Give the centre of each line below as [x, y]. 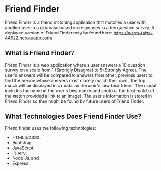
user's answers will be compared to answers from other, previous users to [79, 75]
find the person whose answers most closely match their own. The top [75, 80]
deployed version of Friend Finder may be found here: [59, 33]
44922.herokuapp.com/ [29, 38]
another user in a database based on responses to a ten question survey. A [80, 27]
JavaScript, [23, 148]
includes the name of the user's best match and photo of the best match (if [80, 90]
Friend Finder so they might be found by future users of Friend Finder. [74, 101]
